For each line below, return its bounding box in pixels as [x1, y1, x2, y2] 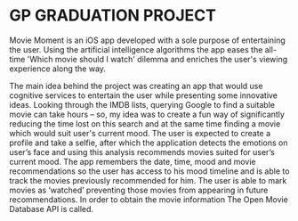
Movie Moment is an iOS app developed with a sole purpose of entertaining [9, 35, 286, 45]
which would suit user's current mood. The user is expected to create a [9, 127, 271, 138]
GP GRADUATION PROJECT [9, 5, 216, 26]
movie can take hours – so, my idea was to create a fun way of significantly [9, 109, 285, 119]
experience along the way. [9, 63, 107, 74]
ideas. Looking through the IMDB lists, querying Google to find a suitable [9, 99, 276, 110]
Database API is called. [9, 203, 94, 214]
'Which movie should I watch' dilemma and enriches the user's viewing [27, 53, 288, 64]
